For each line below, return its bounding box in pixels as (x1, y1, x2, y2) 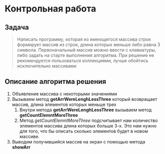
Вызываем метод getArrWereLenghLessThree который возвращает (12, 96, 157, 102)
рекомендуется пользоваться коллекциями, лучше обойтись (17, 58, 148, 63)
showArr (12, 144, 31, 150)
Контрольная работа (5, 3, 96, 15)
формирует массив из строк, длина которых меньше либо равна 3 (17, 42, 160, 48)
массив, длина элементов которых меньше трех (12, 101, 116, 107)
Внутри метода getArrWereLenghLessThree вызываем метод (19, 106, 152, 113)
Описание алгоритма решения (5, 77, 106, 86)
